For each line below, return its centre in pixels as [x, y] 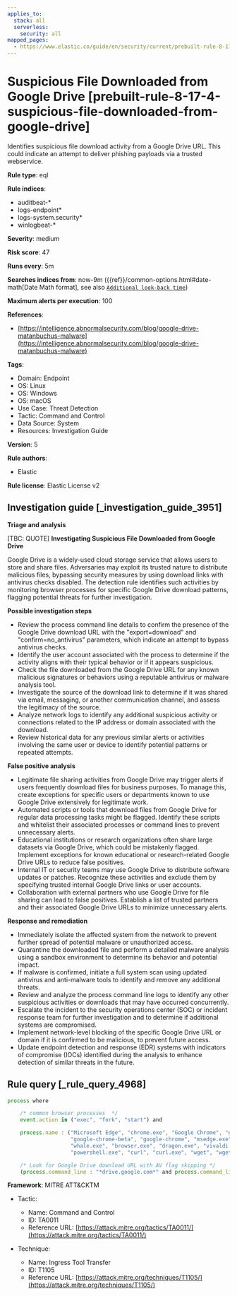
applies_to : [25, 14]
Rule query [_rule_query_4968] [77, 1084]
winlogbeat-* [37, 225]
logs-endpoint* [39, 210]
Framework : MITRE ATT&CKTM [54, 1185]
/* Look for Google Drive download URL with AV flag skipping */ [118, 1165]
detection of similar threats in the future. [76, 1062]
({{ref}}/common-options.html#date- [158, 279]
